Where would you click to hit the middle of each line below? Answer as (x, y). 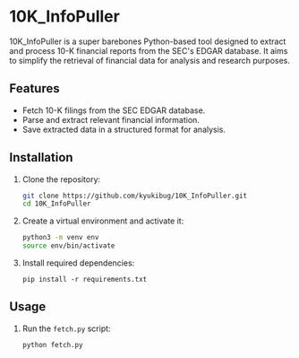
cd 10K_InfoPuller (56, 204)
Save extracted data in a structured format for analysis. (124, 129)
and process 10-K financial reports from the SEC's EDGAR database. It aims (149, 50)
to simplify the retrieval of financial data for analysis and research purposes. (150, 60)
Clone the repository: (61, 179)
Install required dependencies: (78, 263)
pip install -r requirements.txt (85, 280)
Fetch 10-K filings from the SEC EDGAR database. (114, 110)
